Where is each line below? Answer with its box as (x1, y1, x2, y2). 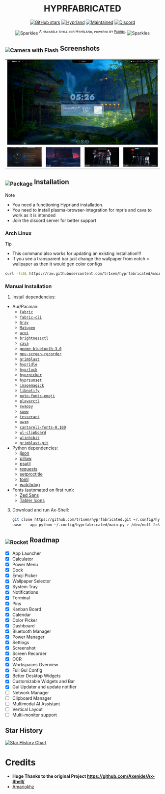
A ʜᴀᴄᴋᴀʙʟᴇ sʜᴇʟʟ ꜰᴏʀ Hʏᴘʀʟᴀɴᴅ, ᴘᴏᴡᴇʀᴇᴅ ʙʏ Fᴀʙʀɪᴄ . (39, 29, 126, 34)
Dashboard (12, 622, 35, 629)
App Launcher (12, 550, 41, 556)
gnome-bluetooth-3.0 (19, 346, 62, 352)
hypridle (19, 362, 38, 367)
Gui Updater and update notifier (12, 684, 77, 690)
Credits (5, 757, 36, 768)
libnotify (19, 388, 40, 394)
